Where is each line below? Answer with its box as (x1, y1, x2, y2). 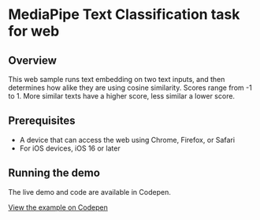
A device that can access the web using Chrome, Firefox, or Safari (19, 135, 235, 144)
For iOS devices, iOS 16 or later (19, 144, 121, 153)
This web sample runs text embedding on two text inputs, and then (8, 75, 225, 84)
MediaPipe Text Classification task (8, 6, 240, 24)
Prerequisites (8, 114, 76, 128)
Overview (8, 54, 58, 67)
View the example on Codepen (8, 203, 108, 212)
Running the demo (8, 166, 101, 180)
